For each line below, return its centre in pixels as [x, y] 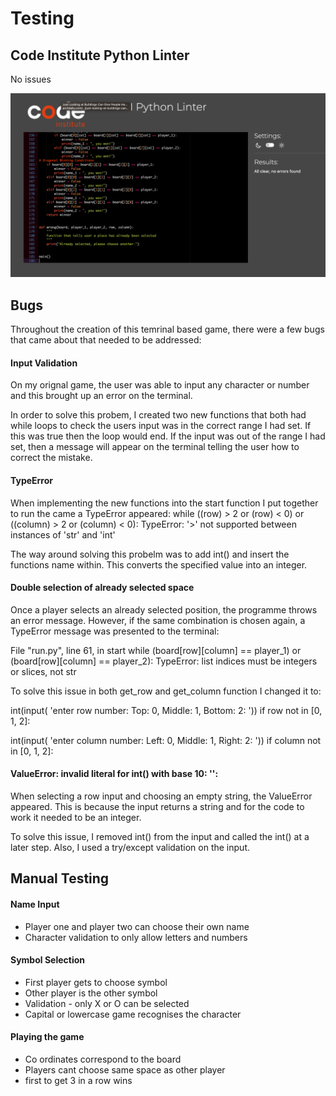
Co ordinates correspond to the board [103, 1059]
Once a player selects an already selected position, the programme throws [164, 609]
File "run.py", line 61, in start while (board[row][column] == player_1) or [156, 650]
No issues [31, 79]
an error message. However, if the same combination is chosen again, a [158, 620]
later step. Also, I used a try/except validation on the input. [130, 847]
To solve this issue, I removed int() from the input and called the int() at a [160, 836]
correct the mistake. [51, 458]
